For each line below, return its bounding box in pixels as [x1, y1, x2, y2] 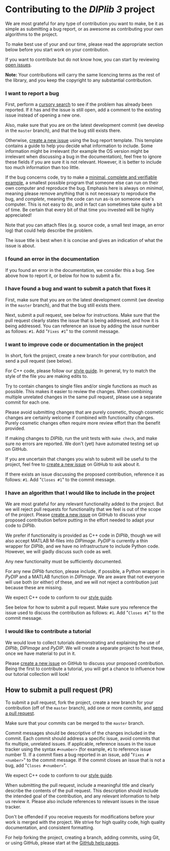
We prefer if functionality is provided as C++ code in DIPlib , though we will [5, 532, 161, 538]
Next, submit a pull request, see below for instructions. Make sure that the [5, 312, 160, 318]
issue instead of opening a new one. [5, 112, 81, 118]
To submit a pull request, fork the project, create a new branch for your [5, 699, 154, 705]
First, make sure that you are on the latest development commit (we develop [5, 296, 164, 303]
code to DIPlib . [5, 523, 37, 529]
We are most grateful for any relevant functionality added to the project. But [5, 501, 164, 507]
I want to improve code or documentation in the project [5, 341, 144, 348]
